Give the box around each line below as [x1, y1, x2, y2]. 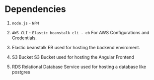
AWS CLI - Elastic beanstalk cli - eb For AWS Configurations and [11, 29, 150, 35]
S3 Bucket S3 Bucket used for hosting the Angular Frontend [11, 54, 135, 60]
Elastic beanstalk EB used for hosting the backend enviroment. [11, 44, 140, 50]
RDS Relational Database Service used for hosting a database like [11, 64, 147, 70]
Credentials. [11, 35, 37, 41]
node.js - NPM [11, 20, 39, 26]
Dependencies [4, 3, 66, 15]
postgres [11, 69, 30, 75]
